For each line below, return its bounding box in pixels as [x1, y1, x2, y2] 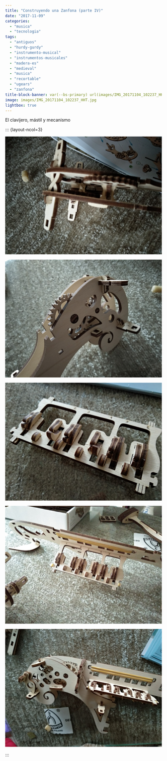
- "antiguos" [9, 40, 37, 45]
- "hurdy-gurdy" [9, 45, 43, 50]
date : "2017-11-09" [5, 13, 46, 18]
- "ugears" [9, 82, 32, 87]
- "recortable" [9, 76, 41, 82]
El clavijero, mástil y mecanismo [5, 117, 71, 123]
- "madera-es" [9, 60, 39, 66]
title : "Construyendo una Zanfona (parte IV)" [5, 8, 103, 13]
